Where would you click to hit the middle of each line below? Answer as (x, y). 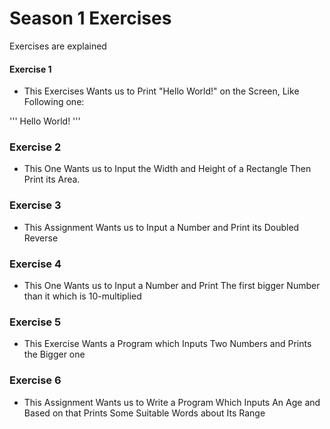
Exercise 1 (30, 69)
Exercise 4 (35, 264)
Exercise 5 (35, 322)
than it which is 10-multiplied (82, 296)
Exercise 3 (35, 205)
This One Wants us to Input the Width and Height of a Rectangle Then (167, 169)
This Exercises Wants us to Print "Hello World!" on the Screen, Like (161, 91)
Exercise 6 (35, 380)
